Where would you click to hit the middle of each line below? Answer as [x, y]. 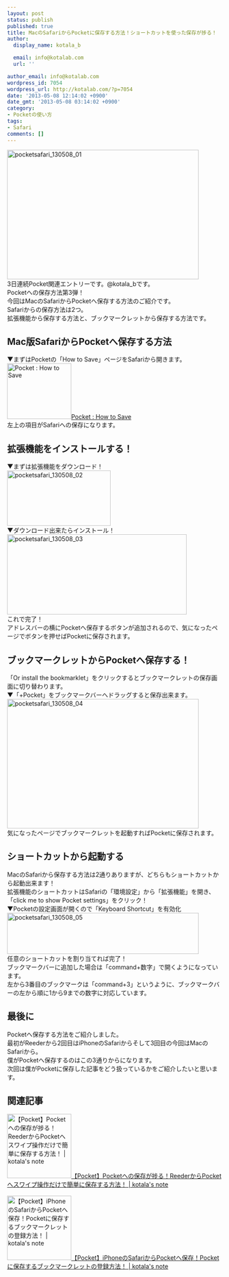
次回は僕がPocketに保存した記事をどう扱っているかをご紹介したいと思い [109, 1069]
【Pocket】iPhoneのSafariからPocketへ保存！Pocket [146, 1258]
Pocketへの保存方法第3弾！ [46, 292]
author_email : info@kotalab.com [53, 76]
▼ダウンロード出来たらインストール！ [61, 530]
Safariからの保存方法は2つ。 [47, 309]
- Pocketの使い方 [30, 115]
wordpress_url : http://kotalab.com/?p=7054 [70, 89]
